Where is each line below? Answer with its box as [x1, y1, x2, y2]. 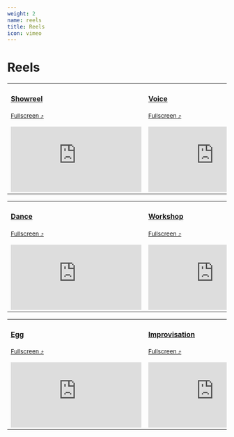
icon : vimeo [7, 29, 42, 37]
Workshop [148, 212, 184, 222]
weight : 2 [7, 10, 36, 17]
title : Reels [7, 23, 45, 30]
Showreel [10, 93, 43, 103]
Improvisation [148, 329, 195, 339]
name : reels [7, 17, 42, 24]
